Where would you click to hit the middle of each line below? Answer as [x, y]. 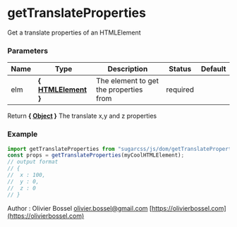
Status [180, 69]
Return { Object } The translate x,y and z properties [82, 116]
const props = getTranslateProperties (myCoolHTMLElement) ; [96, 155]
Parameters [28, 51]
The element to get [127, 81]
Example [23, 134]
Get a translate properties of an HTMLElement [74, 32]
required [180, 90]
